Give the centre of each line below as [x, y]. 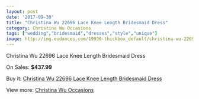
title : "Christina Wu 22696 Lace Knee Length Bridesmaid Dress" [87, 22]
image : [14, 39]
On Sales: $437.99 [29, 67]
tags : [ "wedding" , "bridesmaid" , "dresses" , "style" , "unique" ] [82, 34]
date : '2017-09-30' [30, 17]
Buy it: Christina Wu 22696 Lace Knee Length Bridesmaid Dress [84, 78]
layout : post [22, 11]
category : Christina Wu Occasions [49, 28]
